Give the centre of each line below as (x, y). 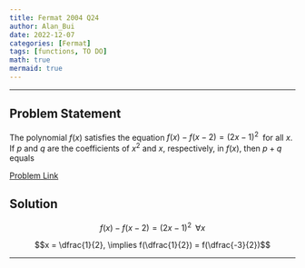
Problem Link (34, 175)
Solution (34, 204)
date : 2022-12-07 (42, 35)
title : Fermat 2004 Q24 (54, 18)
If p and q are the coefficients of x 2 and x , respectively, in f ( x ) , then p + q (146, 148)
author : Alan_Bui (42, 26)
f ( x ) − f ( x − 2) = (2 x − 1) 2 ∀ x (152, 226)
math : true (30, 60)
